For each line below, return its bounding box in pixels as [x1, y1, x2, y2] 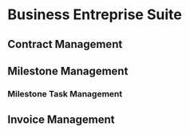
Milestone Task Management [7, 88, 123, 99]
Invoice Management [7, 113, 115, 127]
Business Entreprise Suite [7, 6, 183, 24]
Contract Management [7, 37, 123, 51]
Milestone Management [7, 64, 129, 77]
